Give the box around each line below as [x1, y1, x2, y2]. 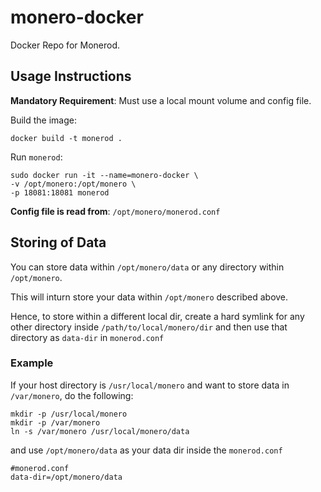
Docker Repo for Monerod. [10, 39, 120, 51]
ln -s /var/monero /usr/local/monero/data [10, 426, 190, 436]
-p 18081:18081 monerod [10, 187, 110, 198]
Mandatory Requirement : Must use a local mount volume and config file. [10, 94, 312, 106]
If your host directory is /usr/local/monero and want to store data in [10, 379, 290, 391]
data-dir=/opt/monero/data [10, 472, 123, 482]
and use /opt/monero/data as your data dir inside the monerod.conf [10, 444, 283, 456]
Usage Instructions [10, 68, 132, 85]
